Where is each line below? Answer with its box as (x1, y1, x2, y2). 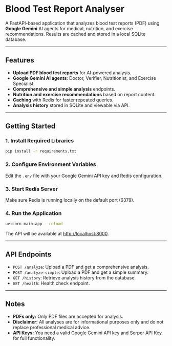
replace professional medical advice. (12, 324, 91, 330)
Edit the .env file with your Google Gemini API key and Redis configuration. (5, 172, 163, 179)
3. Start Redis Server (5, 185, 58, 192)
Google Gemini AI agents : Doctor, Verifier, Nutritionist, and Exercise (12, 75, 156, 81)
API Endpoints (5, 250, 52, 259)
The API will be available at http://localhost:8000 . (5, 231, 109, 237)
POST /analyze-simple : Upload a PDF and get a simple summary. (12, 269, 148, 275)
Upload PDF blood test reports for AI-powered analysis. (12, 70, 132, 76)
